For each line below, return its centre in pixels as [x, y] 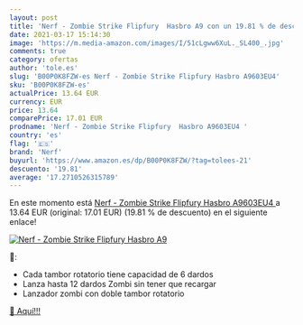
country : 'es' [36, 135]
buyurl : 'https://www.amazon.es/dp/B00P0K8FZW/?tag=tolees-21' [131, 160]
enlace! [23, 222]
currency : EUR [36, 102]
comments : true [38, 51]
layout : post [34, 18]
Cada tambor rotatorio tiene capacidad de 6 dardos [118, 274]
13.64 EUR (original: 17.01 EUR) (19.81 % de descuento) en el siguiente [138, 212]
